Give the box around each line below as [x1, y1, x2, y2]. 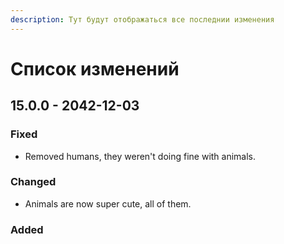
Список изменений [10, 57, 180, 80]
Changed [10, 175, 57, 189]
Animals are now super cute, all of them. [24, 197, 192, 210]
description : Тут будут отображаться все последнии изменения [10, 14, 275, 25]
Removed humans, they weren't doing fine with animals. [24, 150, 257, 162]
